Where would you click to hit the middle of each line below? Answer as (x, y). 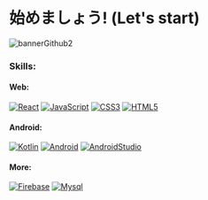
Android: (26, 127)
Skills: (23, 65)
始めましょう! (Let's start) (105, 18)
